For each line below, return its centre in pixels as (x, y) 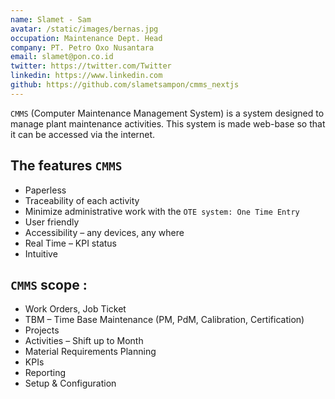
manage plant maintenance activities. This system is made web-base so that (168, 123)
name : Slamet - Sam (51, 19)
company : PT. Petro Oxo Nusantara (82, 47)
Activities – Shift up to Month (84, 341)
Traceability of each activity (82, 200)
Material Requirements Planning (90, 352)
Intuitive (41, 253)
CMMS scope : (49, 284)
